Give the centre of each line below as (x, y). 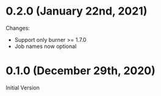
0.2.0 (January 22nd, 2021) (77, 11)
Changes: (18, 28)
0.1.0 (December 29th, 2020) (81, 71)
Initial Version (23, 87)
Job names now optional (45, 46)
